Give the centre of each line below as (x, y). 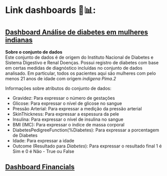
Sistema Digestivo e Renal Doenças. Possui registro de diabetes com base (82, 63)
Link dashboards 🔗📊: (51, 10)
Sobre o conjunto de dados (34, 52)
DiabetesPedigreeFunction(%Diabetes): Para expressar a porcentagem (86, 130)
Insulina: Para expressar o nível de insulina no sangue (68, 119)
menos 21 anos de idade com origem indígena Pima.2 (61, 78)
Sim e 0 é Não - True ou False (43, 151)
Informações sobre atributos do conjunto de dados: (58, 88)
